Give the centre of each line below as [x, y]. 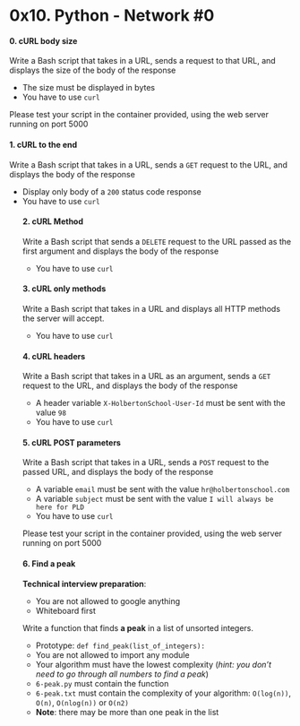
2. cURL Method [52, 221]
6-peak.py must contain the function [102, 683]
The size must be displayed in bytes [88, 88]
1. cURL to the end [43, 144]
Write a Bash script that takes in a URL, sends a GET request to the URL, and [149, 164]
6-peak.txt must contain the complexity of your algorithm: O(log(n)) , [163, 693]
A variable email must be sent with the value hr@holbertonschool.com [163, 489]
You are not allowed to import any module [112, 654]
